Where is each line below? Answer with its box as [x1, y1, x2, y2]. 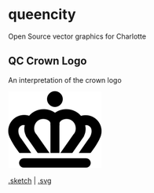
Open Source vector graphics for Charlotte [8, 32, 147, 41]
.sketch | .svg [8, 176, 52, 185]
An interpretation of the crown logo [8, 75, 122, 84]
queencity [8, 6, 76, 24]
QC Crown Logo [8, 54, 87, 68]
